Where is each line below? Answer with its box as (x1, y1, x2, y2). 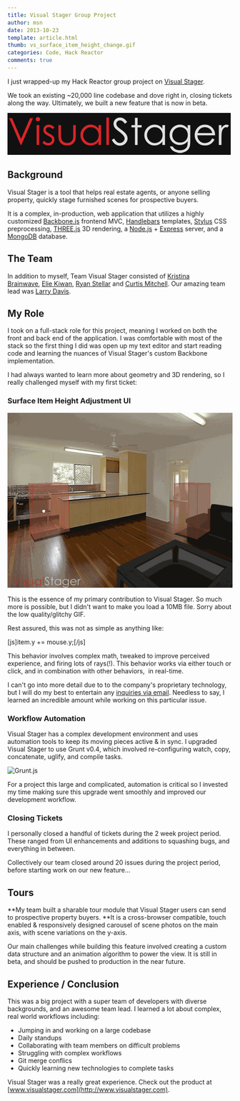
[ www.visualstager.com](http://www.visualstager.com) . (7, 1085, 170, 1094)
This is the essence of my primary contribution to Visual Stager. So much (7, 595, 223, 603)
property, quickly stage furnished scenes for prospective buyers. (7, 195, 199, 203)
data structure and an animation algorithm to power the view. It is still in (7, 950, 217, 958)
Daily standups (17, 1034, 62, 1042)
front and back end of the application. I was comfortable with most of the (7, 334, 223, 343)
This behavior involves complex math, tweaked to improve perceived (7, 651, 210, 660)
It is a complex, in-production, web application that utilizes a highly (7, 209, 204, 218)
